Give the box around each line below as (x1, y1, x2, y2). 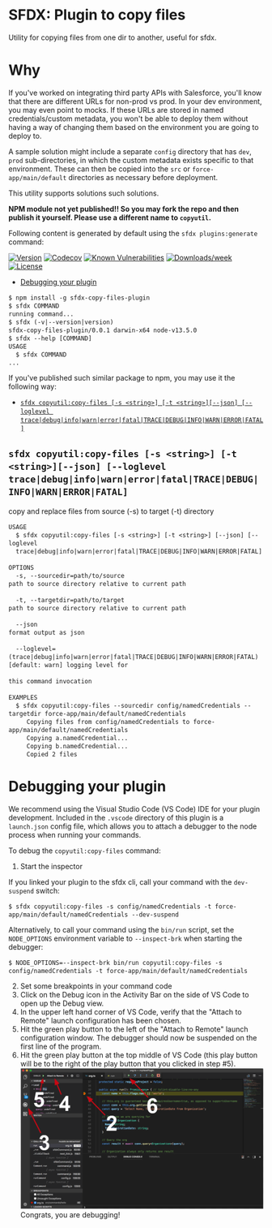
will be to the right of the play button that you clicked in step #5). (19, 1058, 236, 1068)
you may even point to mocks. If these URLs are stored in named (8, 105, 224, 114)
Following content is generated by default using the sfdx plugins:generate (8, 228, 258, 238)
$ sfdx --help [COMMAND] (8, 334, 92, 343)
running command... (8, 310, 74, 318)
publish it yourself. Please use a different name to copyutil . (8, 213, 212, 222)
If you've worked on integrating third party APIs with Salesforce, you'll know (8, 88, 262, 97)
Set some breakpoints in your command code (19, 980, 172, 991)
